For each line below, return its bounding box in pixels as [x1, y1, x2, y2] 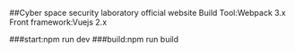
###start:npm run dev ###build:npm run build [9, 34, 179, 44]
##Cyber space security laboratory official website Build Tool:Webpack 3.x [9, 8, 287, 18]
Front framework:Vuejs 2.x [9, 17, 108, 27]
